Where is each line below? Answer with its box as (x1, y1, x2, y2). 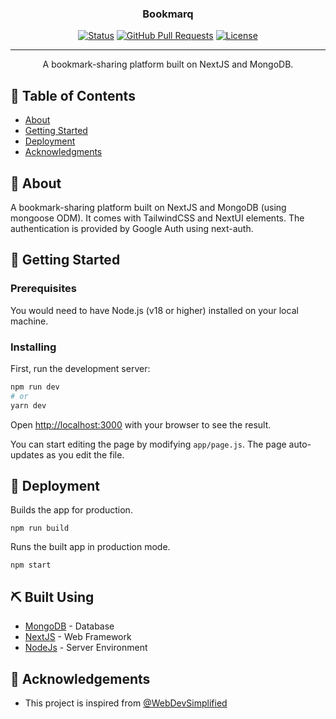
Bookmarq (142, 7, 194, 21)
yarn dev (10, 400, 47, 411)
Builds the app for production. (10, 504, 133, 516)
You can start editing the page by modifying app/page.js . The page (10, 438, 287, 450)
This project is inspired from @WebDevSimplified (24, 697, 228, 709)
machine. (10, 315, 49, 327)
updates (10, 448, 45, 461)
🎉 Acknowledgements (10, 670, 151, 687)
